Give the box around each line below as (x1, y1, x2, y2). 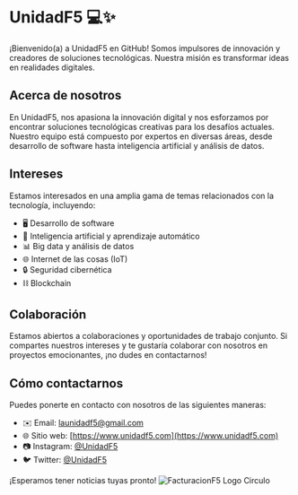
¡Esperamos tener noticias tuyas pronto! (9, 475, 157, 486)
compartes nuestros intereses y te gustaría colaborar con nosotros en (9, 340, 267, 351)
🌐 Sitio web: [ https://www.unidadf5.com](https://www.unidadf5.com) (22, 430, 279, 441)
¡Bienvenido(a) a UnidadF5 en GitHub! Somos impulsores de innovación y (9, 42, 281, 54)
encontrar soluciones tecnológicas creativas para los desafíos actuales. (9, 121, 276, 132)
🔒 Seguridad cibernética (22, 264, 112, 274)
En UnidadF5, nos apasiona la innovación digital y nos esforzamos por (9, 111, 269, 122)
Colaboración (9, 307, 87, 322)
